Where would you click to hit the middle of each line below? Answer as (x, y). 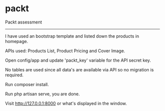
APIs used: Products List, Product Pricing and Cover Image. (65, 51)
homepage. (17, 41)
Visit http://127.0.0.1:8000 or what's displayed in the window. (66, 103)
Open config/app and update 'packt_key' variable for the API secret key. (78, 60)
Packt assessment (24, 22)
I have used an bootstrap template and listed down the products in (72, 36)
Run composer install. (27, 84)
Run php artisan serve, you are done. (42, 94)
